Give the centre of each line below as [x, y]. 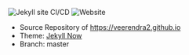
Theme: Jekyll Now [51, 36]
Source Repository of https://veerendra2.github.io [100, 27]
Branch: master [44, 44]
